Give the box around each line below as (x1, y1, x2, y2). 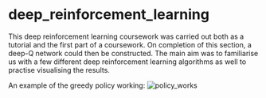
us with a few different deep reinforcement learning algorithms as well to (8, 57, 247, 66)
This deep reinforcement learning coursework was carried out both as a (8, 32, 244, 41)
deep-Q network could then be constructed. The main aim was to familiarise (8, 48, 259, 58)
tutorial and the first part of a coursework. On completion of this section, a (8, 40, 252, 49)
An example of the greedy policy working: (8, 81, 146, 90)
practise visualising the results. (8, 65, 110, 74)
